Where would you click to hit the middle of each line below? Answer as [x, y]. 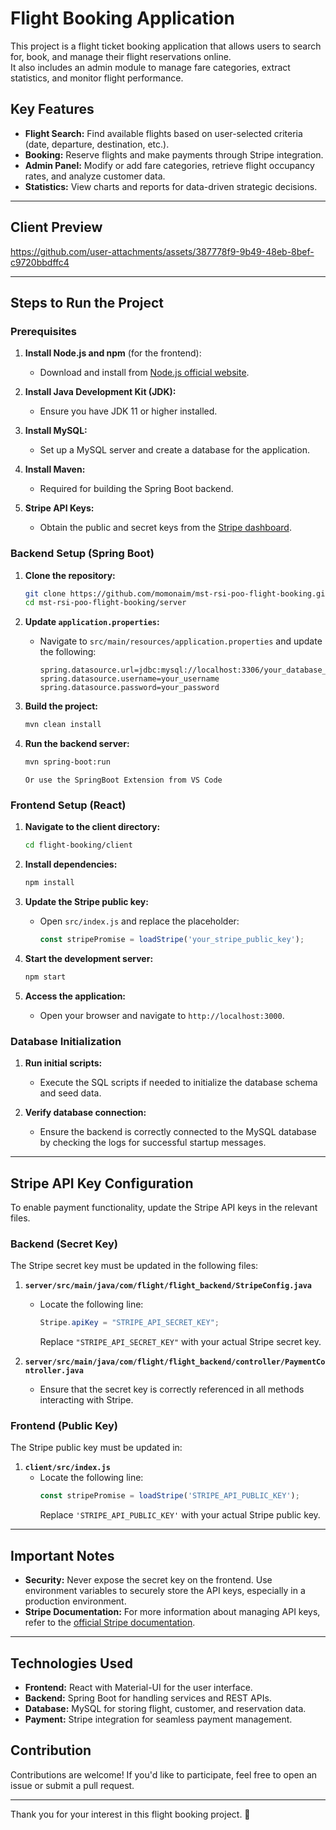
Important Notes [62, 1555]
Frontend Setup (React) [68, 805]
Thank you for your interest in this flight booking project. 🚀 [130, 1814]
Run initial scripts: [63, 1063]
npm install [49, 883]
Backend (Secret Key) [64, 1244]
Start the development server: [89, 958]
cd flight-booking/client [78, 845]
